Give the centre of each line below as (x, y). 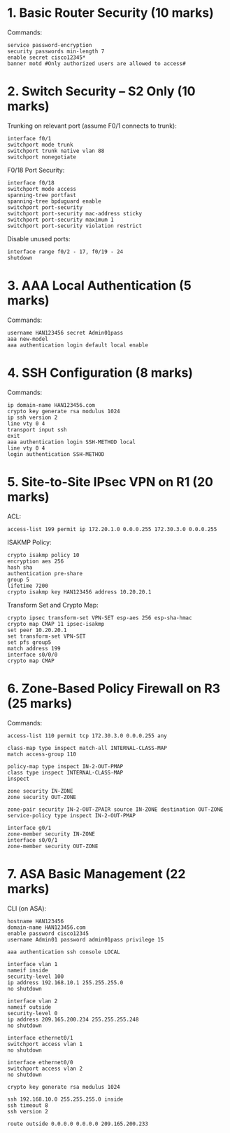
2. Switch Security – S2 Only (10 (101, 92)
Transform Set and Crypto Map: (53, 605)
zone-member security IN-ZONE (51, 834)
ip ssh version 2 (33, 417)
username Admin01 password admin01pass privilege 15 (86, 939)
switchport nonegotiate (42, 157)
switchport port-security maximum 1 (60, 220)
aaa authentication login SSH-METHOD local (72, 442)
